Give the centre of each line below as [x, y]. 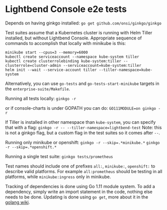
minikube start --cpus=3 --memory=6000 [47, 52]
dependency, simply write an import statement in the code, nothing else [79, 192]
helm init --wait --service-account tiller [51, 70]
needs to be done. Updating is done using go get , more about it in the [77, 197]
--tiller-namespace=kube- [126, 70]
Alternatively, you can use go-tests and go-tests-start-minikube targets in [82, 83]
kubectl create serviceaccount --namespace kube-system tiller [72, 57]
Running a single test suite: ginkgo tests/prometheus [59, 156]
